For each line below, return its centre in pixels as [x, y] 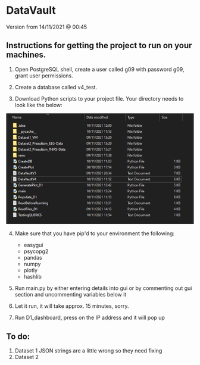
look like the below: [38, 105]
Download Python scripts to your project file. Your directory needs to [99, 98]
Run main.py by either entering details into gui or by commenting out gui [103, 288]
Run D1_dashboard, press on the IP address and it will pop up [90, 318]
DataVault [31, 10]
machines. [26, 55]
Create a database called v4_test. [56, 87]
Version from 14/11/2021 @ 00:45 [47, 27]
